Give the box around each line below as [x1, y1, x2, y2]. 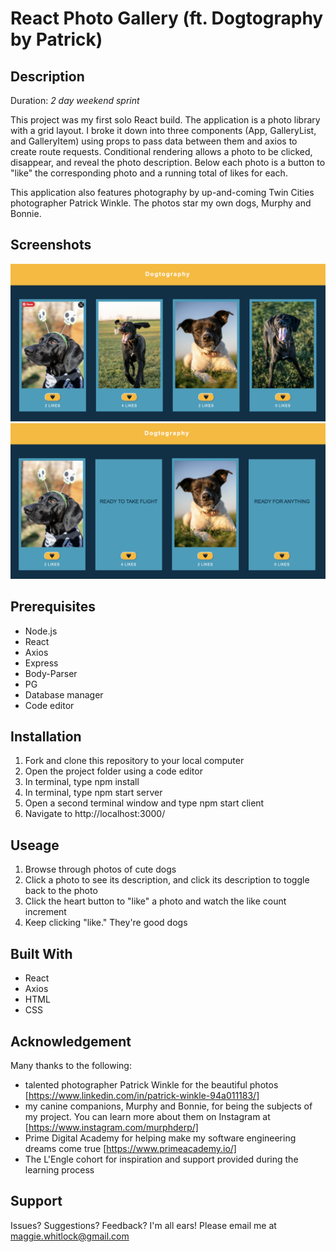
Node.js [24, 625, 58, 637]
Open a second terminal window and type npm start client [24, 797, 265, 809]
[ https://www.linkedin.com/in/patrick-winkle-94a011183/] [24, 1089, 260, 1101]
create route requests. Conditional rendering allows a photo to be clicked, [10, 146, 313, 157]
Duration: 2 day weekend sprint [10, 95, 140, 106]
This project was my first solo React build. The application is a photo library [10, 114, 321, 126]
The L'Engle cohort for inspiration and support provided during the [24, 1153, 299, 1165]
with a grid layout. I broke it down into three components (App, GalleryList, [10, 125, 317, 136]
